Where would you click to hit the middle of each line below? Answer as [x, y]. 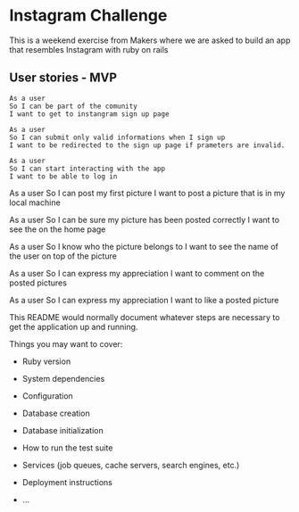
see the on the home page [58, 229]
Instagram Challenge [88, 16]
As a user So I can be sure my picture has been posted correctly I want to [144, 219]
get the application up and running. [74, 326]
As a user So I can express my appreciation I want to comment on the [137, 273]
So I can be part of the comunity [74, 106]
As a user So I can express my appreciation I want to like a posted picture [144, 300]
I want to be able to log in [63, 176]
